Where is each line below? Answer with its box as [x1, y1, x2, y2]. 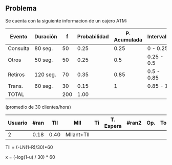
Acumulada [114, 36, 142, 43]
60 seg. [34, 82, 53, 89]
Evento [10, 33, 28, 40]
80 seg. [34, 44, 53, 52]
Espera [104, 122, 122, 129]
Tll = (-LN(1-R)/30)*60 [5, 144, 53, 150]
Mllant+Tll [66, 131, 90, 138]
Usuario [8, 119, 28, 126]
